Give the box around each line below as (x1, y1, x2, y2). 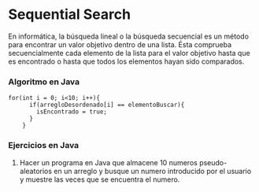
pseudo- (199, 157, 228, 167)
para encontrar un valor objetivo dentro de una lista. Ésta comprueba (8, 39, 232, 49)
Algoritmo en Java (8, 76, 80, 87)
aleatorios (19, 166, 53, 175)
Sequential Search (8, 6, 131, 24)
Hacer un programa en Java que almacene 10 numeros (19, 157, 198, 167)
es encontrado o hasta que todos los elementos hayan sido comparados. (8, 57, 245, 66)
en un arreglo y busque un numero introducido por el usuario (54, 166, 252, 175)
